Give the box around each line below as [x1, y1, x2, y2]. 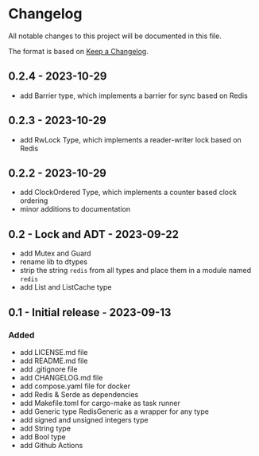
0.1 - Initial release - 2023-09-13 [8, 306, 172, 319]
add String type [19, 423, 72, 433]
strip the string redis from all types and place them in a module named [19, 266, 252, 275]
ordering [19, 196, 48, 205]
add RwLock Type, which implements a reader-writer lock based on [19, 134, 242, 144]
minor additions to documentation [19, 205, 131, 214]
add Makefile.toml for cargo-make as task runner [19, 398, 181, 407]
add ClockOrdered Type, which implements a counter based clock [19, 188, 237, 197]
